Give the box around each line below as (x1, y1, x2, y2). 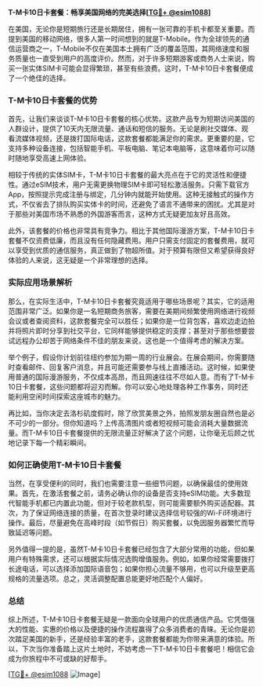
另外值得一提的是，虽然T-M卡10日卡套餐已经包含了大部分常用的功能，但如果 (8, 544, 255, 554)
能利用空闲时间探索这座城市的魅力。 (8, 392, 125, 401)
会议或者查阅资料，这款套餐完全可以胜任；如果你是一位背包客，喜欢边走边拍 (8, 316, 255, 325)
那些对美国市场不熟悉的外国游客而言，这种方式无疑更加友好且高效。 (14, 210, 235, 219)
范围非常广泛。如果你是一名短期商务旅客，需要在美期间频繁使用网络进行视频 (8, 306, 255, 316)
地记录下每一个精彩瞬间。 (8, 437, 91, 447)
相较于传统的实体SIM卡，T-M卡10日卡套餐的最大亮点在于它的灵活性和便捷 (8, 170, 247, 180)
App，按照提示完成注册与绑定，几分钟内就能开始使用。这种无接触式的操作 (8, 190, 248, 199)
